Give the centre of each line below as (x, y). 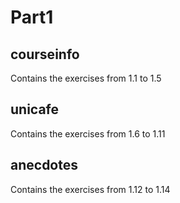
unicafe (35, 109)
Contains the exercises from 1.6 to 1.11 (88, 133)
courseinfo (45, 54)
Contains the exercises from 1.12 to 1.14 (90, 189)
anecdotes (44, 165)
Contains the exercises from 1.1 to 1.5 (86, 78)
